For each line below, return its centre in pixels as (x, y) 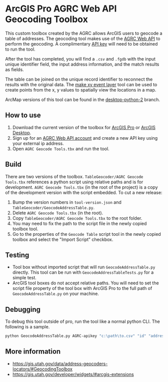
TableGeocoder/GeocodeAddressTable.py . (53, 207)
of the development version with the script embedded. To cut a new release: (84, 192)
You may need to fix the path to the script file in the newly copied (79, 223)
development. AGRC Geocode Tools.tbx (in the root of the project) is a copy (82, 187)
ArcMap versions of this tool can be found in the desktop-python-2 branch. (83, 99)
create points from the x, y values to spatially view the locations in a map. (81, 90)
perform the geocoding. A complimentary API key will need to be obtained (81, 44)
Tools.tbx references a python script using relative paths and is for (74, 182)
